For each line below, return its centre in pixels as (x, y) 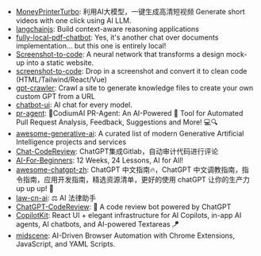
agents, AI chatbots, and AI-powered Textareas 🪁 (98, 224)
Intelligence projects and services (71, 142)
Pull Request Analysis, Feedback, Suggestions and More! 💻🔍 (117, 122)
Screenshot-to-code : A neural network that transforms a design (120, 54)
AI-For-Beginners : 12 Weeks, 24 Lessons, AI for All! (100, 160)
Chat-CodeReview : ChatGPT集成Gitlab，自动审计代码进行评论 (117, 151)
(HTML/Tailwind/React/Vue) (61, 79)
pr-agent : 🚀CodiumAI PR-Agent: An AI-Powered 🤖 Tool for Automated (129, 113)
